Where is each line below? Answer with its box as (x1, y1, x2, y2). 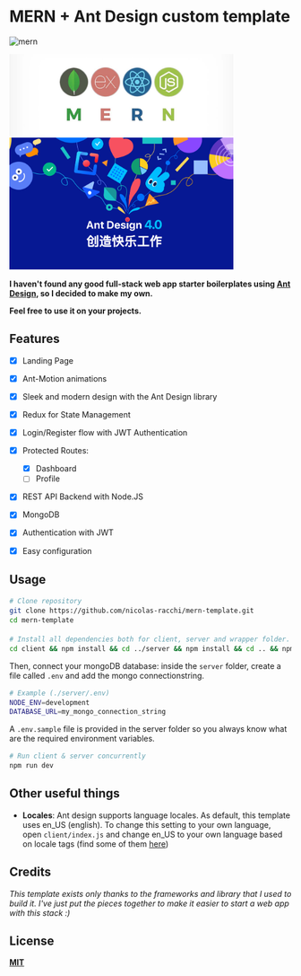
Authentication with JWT (21, 527, 115, 538)
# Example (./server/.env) (9, 689, 110, 698)
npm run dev (9, 761, 54, 770)
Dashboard (35, 463, 77, 474)
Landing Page (21, 355, 74, 365)
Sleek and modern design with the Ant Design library (21, 391, 218, 401)
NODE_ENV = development (9, 698, 90, 707)
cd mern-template (9, 616, 74, 625)
